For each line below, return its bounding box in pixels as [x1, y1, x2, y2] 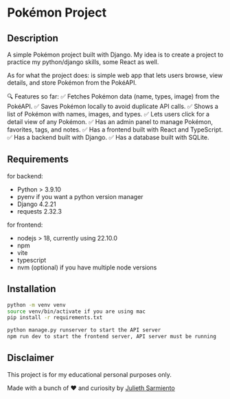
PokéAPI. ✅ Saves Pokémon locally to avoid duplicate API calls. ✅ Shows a [7, 102, 218, 110]
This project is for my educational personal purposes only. [7, 370, 172, 378]
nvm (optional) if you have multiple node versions [16, 263, 157, 272]
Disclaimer [7, 352, 54, 364]
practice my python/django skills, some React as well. [7, 58, 159, 66]
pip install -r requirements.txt [7, 314, 103, 321]
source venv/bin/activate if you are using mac [7, 308, 146, 315]
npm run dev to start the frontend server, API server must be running [7, 333, 216, 340]
